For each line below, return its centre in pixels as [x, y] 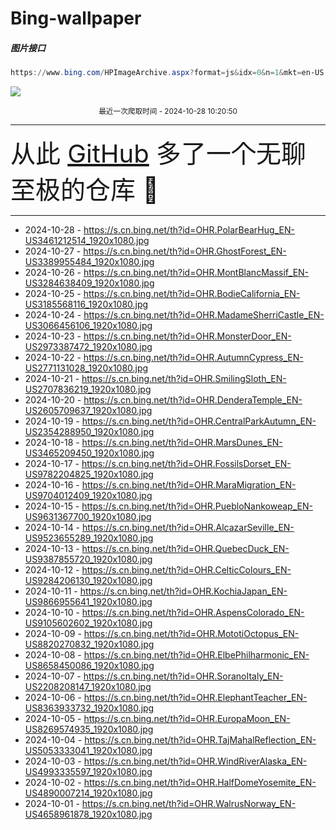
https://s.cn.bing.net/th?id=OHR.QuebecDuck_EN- [185, 549]
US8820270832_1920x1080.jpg [89, 644]
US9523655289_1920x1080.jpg [89, 538]
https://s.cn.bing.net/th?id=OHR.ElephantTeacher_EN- [195, 698]
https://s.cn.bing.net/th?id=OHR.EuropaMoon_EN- [187, 719]
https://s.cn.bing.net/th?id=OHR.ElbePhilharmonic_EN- [196, 655]
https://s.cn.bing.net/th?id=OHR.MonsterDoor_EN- [187, 336]
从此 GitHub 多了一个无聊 [158, 154]
